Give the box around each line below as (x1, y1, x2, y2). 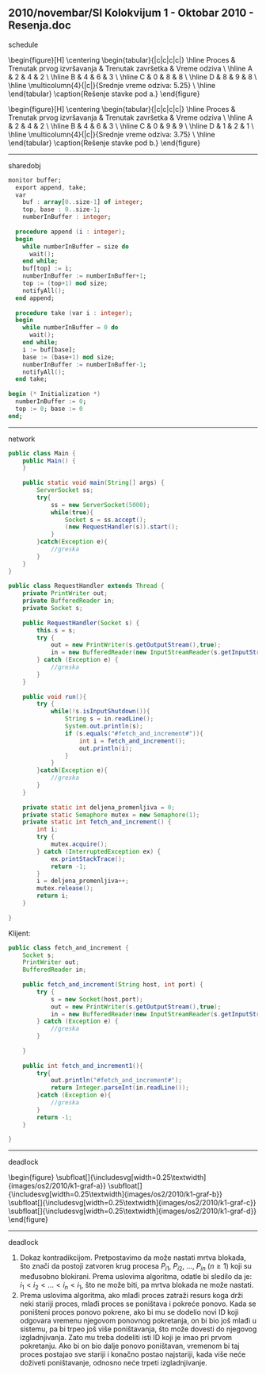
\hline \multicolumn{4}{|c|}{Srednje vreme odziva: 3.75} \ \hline (8, 129, 215, 139)
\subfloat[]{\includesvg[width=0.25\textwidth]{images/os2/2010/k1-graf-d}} (8, 1206, 257, 1216)
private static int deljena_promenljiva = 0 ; (22, 803, 176, 812)
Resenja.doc (8, 19, 71, 33)
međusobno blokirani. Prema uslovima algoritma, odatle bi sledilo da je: (19, 1272, 253, 1281)
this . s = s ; (36, 626, 77, 634)
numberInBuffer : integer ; (22, 213, 112, 221)
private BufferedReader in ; (22, 597, 115, 605)
